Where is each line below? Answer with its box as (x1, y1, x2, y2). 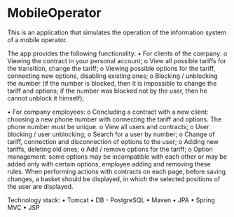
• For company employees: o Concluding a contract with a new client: (7, 107, 209, 116)
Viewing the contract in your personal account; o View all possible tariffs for (7, 56, 226, 65)
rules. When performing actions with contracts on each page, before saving (7, 167, 226, 176)
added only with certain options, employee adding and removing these (7, 159, 212, 168)
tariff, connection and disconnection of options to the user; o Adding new (7, 137, 219, 145)
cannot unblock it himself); (7, 93, 85, 103)
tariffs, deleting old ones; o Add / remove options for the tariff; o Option (7, 145, 214, 153)
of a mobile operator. (7, 35, 68, 44)
